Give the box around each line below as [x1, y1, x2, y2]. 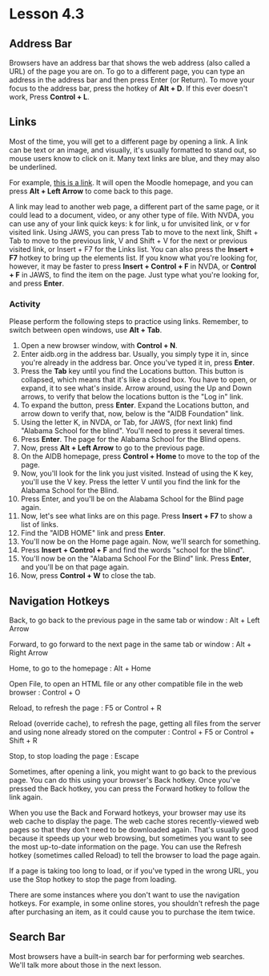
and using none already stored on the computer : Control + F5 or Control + [9, 727, 255, 736]
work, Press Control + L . [9, 92, 90, 101]
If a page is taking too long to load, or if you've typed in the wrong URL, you [9, 865, 259, 875]
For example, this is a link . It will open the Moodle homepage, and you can [9, 177, 254, 187]
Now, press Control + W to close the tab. [20, 571, 156, 581]
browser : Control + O [9, 687, 81, 697]
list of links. [20, 520, 59, 529]
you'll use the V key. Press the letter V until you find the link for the [20, 477, 241, 487]
